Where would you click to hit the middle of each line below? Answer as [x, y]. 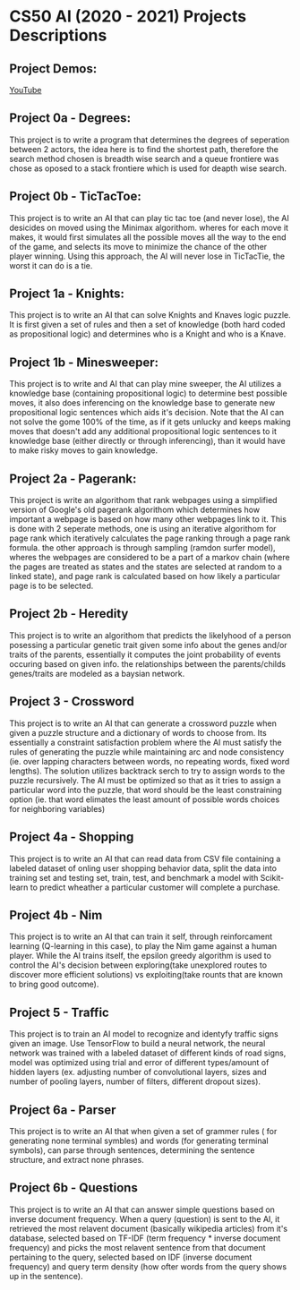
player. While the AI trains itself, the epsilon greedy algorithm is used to [140, 956]
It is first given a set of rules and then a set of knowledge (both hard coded [147, 325]
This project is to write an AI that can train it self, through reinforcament [141, 936]
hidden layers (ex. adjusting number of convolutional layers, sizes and [138, 1072]
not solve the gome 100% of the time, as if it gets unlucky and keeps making [150, 422]
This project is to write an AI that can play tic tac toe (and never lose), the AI [149, 218]
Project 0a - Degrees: [70, 118]
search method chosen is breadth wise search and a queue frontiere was [144, 158]
